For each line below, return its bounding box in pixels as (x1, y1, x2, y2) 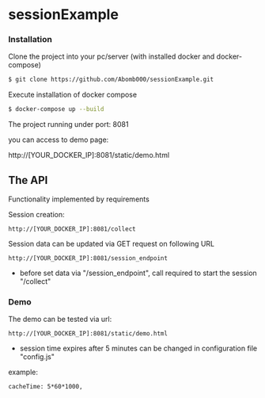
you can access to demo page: (8, 135, 109, 144)
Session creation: (8, 210, 65, 220)
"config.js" (19, 352, 55, 362)
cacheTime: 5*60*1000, (8, 383, 83, 391)
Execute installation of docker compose (8, 90, 137, 100)
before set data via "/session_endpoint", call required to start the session (19, 268, 257, 278)
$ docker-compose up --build (8, 105, 104, 113)
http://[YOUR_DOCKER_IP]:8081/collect (8, 225, 136, 233)
